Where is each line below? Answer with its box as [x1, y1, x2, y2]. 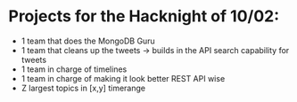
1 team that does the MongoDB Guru [21, 35, 155, 46]
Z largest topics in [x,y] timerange [21, 82, 146, 93]
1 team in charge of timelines [21, 64, 128, 75]
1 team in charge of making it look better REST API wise [21, 73, 226, 83]
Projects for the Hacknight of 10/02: [8, 6, 280, 27]
